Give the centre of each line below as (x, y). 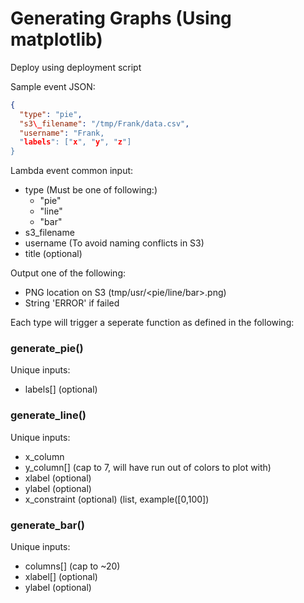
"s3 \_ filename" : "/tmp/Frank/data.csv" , (104, 123)
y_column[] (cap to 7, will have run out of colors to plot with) (148, 467)
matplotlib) (56, 39)
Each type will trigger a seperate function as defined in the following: (152, 323)
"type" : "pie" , (51, 114)
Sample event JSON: (53, 86)
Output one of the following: (68, 273)
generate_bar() (47, 525)
